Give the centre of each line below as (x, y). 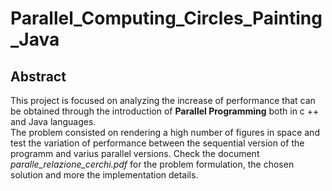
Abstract (38, 76)
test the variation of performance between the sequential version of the (157, 143)
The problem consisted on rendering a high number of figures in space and (165, 132)
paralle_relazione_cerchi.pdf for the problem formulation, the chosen (152, 164)
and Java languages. (53, 121)
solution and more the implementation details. (104, 175)
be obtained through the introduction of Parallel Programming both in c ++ (165, 111)
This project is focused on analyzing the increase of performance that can (163, 100)
